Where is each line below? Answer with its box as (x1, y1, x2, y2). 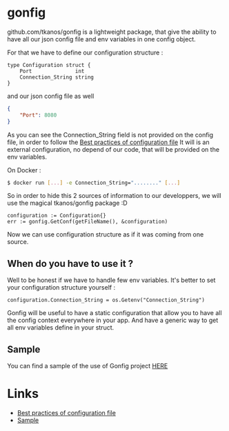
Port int (19, 68, 85, 74)
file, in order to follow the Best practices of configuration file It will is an (7, 138, 210, 146)
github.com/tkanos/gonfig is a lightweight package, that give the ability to (7, 28, 217, 36)
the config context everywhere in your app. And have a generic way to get (7, 316, 219, 325)
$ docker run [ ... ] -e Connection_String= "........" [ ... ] (7, 179, 181, 186)
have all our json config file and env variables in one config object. (7, 34, 197, 43)
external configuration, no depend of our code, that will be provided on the (7, 145, 219, 153)
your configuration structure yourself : (7, 283, 116, 292)
